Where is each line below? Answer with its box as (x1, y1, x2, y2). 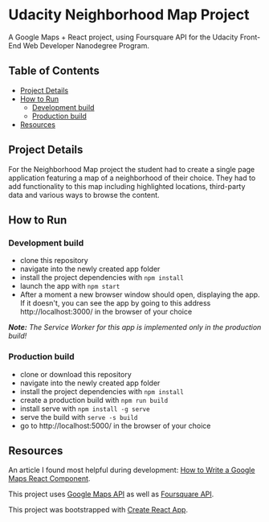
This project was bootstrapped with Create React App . (8, 505, 189, 515)
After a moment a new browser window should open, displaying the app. (19, 290, 260, 299)
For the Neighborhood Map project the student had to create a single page (8, 164, 255, 174)
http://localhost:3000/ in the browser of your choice (19, 307, 193, 317)
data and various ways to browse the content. (8, 190, 160, 199)
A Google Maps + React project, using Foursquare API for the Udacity (8, 32, 238, 42)
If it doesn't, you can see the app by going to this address (19, 298, 211, 308)
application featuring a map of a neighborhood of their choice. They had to (8, 173, 256, 183)
